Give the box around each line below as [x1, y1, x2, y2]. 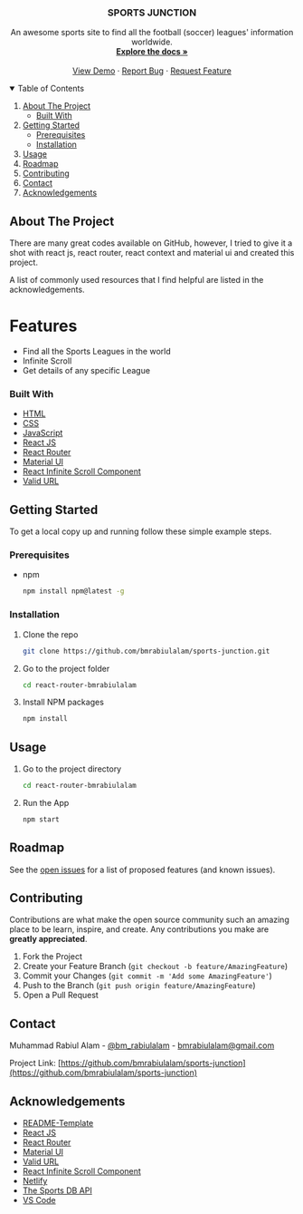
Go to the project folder [22, 663, 110, 674]
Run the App [22, 797, 70, 808]
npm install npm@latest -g [22, 587, 125, 596]
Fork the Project [22, 951, 83, 962]
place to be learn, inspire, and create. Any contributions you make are [9, 924, 270, 935]
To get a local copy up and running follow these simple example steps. [9, 526, 272, 537]
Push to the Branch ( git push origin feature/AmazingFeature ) [22, 980, 256, 991]
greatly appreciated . [9, 934, 88, 945]
